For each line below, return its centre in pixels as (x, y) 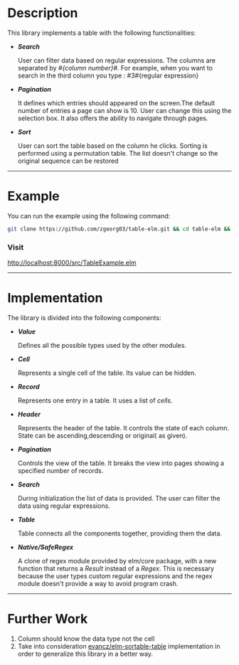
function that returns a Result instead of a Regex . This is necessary (116, 568)
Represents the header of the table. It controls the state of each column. (123, 427)
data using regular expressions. (64, 506)
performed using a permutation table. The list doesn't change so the (118, 153)
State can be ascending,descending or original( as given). (102, 435)
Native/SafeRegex (45, 547)
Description (43, 13)
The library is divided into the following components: (84, 317)
